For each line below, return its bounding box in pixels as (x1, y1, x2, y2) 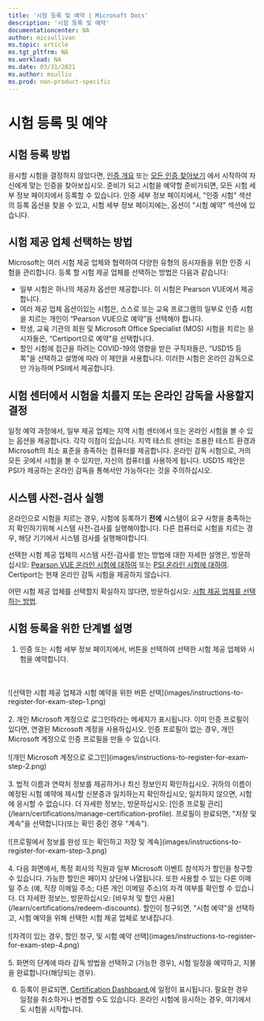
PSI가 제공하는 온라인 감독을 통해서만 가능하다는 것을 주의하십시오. (8, 465, 213, 475)
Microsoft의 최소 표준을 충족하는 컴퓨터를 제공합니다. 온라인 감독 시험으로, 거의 (8, 446, 251, 455)
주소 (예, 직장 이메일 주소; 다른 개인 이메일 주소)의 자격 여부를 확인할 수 (16, 883, 234, 893)
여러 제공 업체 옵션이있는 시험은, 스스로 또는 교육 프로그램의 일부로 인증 (19, 304, 239, 314)
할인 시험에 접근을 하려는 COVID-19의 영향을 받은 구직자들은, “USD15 (19, 344, 234, 353)
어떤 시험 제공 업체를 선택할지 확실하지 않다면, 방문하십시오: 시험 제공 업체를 (8, 586, 242, 596)
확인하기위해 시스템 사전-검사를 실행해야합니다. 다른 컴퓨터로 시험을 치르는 (16, 523, 245, 533)
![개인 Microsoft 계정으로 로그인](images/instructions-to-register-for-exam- (8, 752, 249, 762)
